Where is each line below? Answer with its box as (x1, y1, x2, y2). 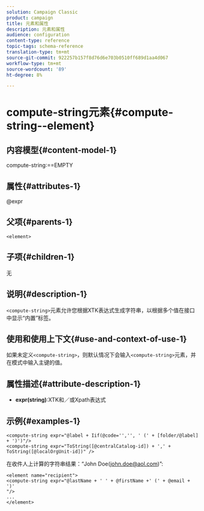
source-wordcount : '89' (6, 66, 67, 72)
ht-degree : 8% (6, 72, 43, 78)
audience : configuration (6, 32, 70, 38)
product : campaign (6, 15, 53, 21)
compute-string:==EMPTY (6, 162, 74, 169)
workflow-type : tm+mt (6, 60, 62, 66)
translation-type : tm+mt (6, 49, 70, 55)
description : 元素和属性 (6, 26, 66, 33)
